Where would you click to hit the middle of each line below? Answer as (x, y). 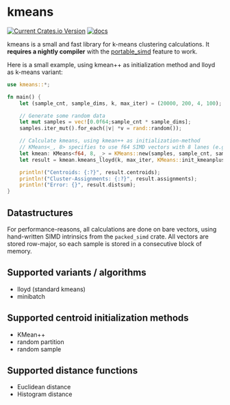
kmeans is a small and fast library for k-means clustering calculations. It (108, 44)
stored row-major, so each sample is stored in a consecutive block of (104, 244)
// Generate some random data (63, 116)
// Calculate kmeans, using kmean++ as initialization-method (110, 141)
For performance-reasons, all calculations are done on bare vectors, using (112, 229)
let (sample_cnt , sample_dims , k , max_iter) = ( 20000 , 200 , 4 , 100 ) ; (121, 103)
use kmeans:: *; (29, 84)
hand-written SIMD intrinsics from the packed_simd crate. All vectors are (108, 236)
